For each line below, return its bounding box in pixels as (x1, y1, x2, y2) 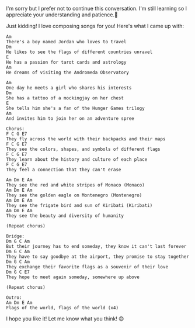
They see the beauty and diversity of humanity (6, 213, 124, 219)
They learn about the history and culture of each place (6, 157, 148, 163)
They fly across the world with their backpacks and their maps (6, 136, 166, 142)
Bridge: (6, 233, 25, 239)
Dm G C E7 (6, 269, 30, 275)
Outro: (6, 295, 22, 301)
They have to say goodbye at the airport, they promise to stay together (6, 254, 190, 260)
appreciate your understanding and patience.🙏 (6, 11, 118, 18)
